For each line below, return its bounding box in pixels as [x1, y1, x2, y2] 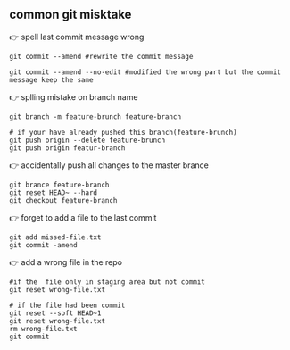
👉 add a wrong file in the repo [9, 256, 123, 267]
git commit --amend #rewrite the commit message [9, 52, 194, 61]
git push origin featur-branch [9, 143, 126, 153]
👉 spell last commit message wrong [9, 31, 145, 42]
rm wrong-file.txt [9, 324, 78, 333]
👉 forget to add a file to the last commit [9, 212, 157, 222]
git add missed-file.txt [9, 232, 102, 242]
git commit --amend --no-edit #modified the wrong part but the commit [9, 67, 281, 77]
